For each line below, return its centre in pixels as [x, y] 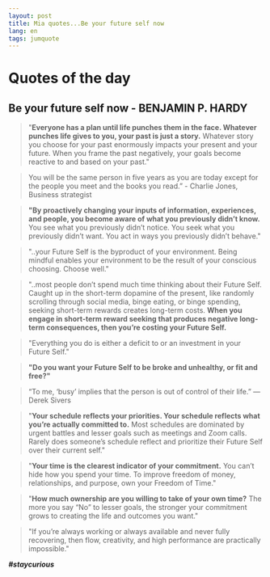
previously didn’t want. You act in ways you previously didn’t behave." [144, 236]
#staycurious [32, 564]
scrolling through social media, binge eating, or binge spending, [134, 302]
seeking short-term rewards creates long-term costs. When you [135, 310]
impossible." [49, 549]
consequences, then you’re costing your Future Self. [137, 327]
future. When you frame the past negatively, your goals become [135, 154]
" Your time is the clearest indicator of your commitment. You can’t [141, 466]
